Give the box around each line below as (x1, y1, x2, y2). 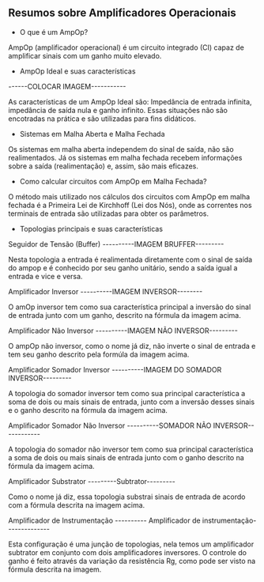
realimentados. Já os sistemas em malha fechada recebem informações (8, 153, 243, 162)
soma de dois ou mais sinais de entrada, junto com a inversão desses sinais (8, 397, 255, 406)
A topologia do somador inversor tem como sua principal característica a (8, 388, 246, 398)
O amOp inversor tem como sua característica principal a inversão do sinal (8, 302, 251, 312)
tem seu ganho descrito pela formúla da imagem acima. (8, 350, 190, 359)
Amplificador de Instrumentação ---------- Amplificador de (8, 516, 201, 525)
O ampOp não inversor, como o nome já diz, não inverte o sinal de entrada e (8, 341, 256, 350)
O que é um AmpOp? (19, 27, 89, 36)
